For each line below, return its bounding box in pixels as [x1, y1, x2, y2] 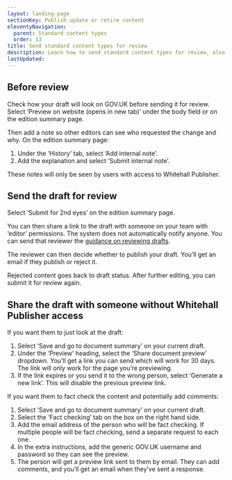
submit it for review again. [7, 279, 82, 287]
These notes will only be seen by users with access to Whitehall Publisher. [7, 170, 220, 178]
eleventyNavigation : [7, 23, 67, 30]
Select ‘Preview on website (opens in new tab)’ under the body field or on [7, 107, 217, 116]
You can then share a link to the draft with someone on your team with [7, 222, 208, 231]
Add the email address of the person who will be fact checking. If [17, 421, 204, 429]
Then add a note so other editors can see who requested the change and [7, 128, 217, 137]
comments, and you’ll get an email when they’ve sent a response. [17, 465, 205, 474]
